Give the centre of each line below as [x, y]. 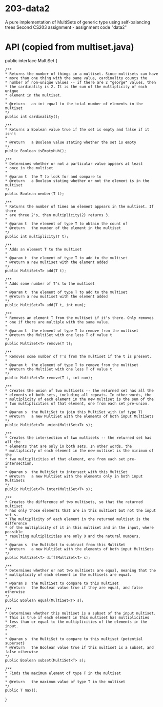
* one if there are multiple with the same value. [58, 322]
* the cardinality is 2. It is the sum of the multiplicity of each [76, 87]
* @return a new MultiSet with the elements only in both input [74, 476]
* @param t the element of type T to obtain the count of [66, 224]
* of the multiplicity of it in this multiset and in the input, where [79, 527]
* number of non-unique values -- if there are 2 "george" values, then [81, 82]
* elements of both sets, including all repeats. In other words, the [78, 395]
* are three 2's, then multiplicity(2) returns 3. [58, 215]
